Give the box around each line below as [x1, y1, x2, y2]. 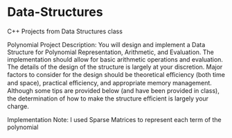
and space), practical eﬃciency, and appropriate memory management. [7, 78, 213, 87]
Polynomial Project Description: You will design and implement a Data [7, 40, 206, 49]
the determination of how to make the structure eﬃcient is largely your [7, 94, 209, 103]
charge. [7, 102, 29, 110]
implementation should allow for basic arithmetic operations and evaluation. [7, 55, 224, 63]
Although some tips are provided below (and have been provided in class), [7, 86, 220, 94]
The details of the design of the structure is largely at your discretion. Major [7, 62, 223, 71]
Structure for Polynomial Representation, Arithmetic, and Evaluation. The [7, 48, 215, 56]
